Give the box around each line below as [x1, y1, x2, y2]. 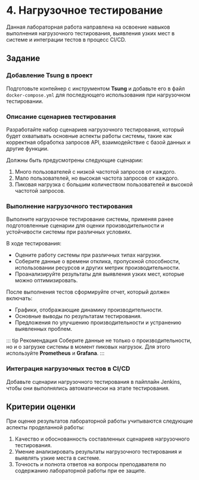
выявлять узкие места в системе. [14, 454, 101, 461]
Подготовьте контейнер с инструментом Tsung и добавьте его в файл [6, 85, 185, 92]
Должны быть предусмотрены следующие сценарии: [6, 156, 143, 164]
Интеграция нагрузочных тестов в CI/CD [6, 365, 130, 373]
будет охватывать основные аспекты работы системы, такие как [6, 132, 172, 139]
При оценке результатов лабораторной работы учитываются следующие [6, 417, 194, 424]
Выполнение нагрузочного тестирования [6, 202, 133, 210]
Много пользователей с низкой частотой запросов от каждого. [14, 168, 176, 175]
